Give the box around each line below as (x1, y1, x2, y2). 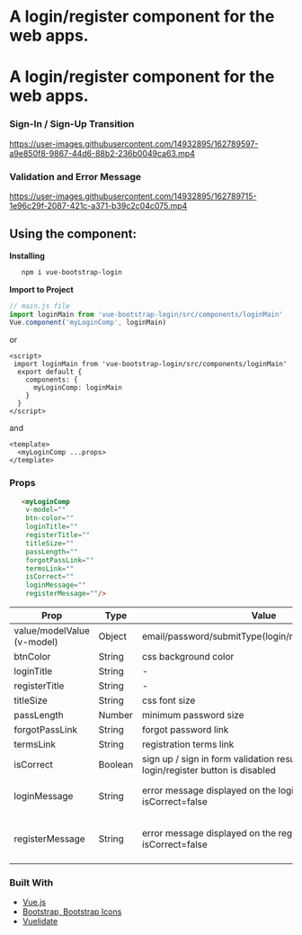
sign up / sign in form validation (142, 753, 275, 766)
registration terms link (142, 738, 235, 751)
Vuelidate (22, 916, 58, 927)
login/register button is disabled (142, 764, 277, 777)
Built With (9, 877, 54, 888)
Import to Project (9, 283, 74, 294)
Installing (9, 250, 45, 261)
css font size (142, 695, 196, 707)
